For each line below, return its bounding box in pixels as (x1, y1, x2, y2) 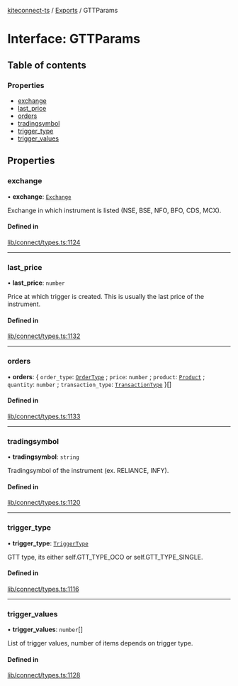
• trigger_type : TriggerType (7, 539, 89, 548)
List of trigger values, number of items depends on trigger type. (7, 639, 193, 648)
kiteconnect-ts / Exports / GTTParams (7, 6, 118, 14)
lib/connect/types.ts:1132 (7, 332, 81, 340)
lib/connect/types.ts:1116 (7, 584, 79, 593)
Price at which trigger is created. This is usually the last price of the (7, 293, 204, 301)
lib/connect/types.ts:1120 (7, 499, 81, 507)
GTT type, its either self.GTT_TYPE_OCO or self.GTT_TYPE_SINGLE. (7, 552, 203, 561)
